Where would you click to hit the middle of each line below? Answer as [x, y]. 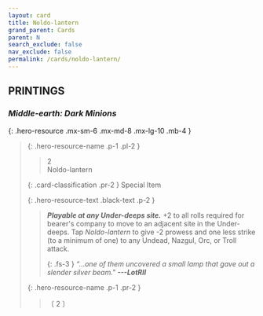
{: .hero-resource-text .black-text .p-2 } [91, 200]
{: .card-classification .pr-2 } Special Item [94, 185]
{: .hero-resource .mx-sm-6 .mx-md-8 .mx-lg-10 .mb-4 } [100, 130]
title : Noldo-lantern [44, 23]
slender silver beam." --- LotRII [97, 272]
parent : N [24, 37]
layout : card [29, 15]
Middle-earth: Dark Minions [62, 113]
